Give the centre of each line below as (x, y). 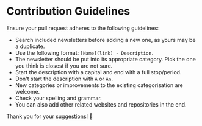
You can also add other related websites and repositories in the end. (101, 104)
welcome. (27, 91)
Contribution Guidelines (68, 11)
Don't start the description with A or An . (64, 79)
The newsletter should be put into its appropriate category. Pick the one (106, 59)
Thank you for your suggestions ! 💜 (50, 116)
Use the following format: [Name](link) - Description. (85, 52)
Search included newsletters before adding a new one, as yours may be (106, 40)
